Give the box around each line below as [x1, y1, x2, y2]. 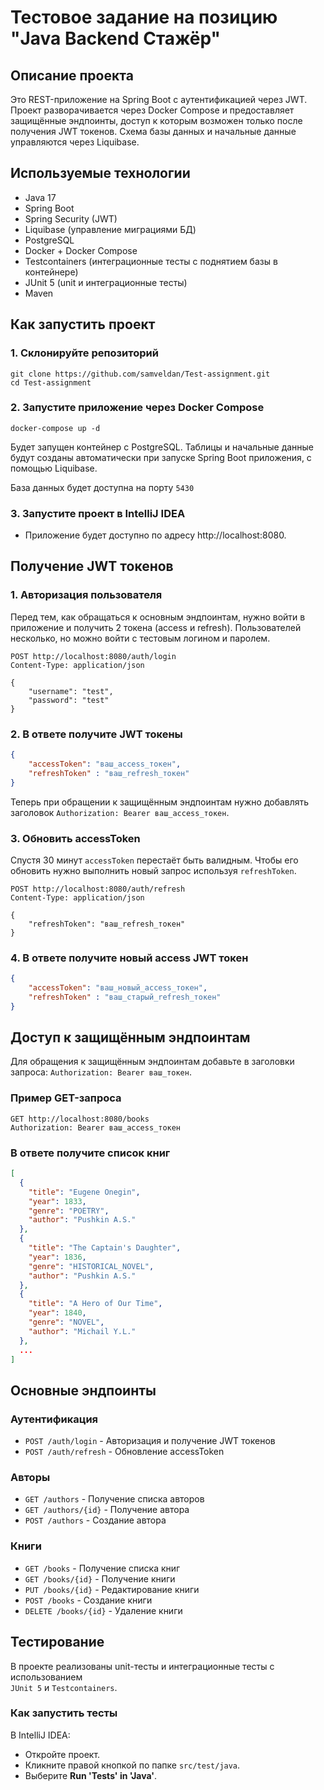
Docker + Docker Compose [24, 244, 138, 256]
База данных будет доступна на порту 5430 [10, 481, 195, 493]
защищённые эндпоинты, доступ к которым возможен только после [10, 115, 303, 126]
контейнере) [24, 266, 79, 278]
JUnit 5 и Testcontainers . [10, 1681, 118, 1693]
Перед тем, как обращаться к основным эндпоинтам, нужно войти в [10, 611, 306, 623]
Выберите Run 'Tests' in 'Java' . [24, 1769, 158, 1781]
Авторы [10, 1471, 51, 1485]
